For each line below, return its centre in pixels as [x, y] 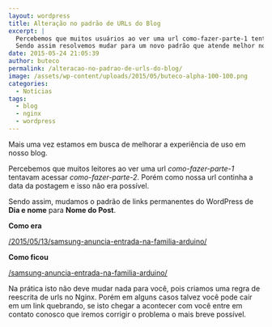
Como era [25, 225]
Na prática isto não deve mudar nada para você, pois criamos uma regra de [134, 288]
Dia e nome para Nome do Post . [62, 210]
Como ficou [28, 257]
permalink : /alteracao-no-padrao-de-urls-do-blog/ [96, 69]
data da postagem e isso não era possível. [79, 185]
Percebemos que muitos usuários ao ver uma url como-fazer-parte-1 [132, 38]
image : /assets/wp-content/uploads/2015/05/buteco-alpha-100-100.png [128, 76]
